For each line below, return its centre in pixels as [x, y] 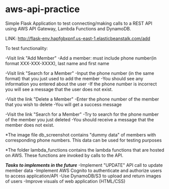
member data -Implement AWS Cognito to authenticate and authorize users [84, 170]
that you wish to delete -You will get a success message [64, 104]
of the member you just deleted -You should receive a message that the [80, 119]
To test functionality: [26, 48]
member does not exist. [30, 125]
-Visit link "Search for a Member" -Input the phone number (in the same [80, 73]
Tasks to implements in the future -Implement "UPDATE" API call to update [84, 165]
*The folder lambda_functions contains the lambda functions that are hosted [85, 150]
